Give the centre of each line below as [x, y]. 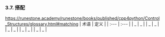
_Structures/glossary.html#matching [42, 24]
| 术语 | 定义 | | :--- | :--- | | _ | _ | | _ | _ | [119, 24]
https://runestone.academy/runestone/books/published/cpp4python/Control [82, 18]
